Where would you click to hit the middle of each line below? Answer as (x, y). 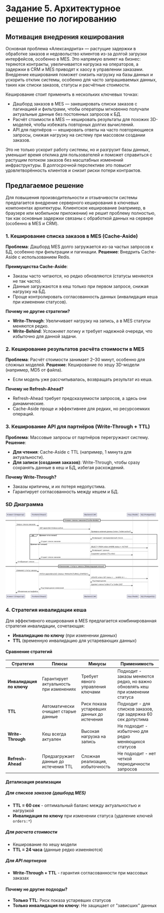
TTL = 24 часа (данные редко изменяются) (58, 850)
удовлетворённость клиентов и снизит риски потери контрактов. (73, 170)
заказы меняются (136, 676)
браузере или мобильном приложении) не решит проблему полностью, (81, 213)
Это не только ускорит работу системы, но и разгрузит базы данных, (78, 150)
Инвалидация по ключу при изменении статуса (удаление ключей (82, 815)
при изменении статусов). (40, 302)
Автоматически (58, 706)
